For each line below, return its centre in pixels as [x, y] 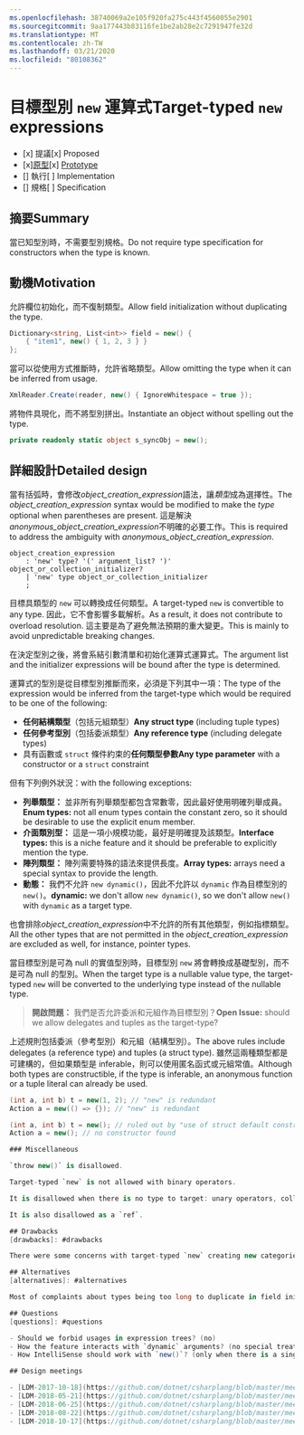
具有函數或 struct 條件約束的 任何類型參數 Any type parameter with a [151, 754]
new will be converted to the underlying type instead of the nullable [157, 984]
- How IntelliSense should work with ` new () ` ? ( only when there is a [143, 1355]
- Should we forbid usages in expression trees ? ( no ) [113, 1338]
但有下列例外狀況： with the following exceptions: [101, 783]
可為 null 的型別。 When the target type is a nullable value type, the [141, 974]
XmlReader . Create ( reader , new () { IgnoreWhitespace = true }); [131, 395]
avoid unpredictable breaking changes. [82, 635]
